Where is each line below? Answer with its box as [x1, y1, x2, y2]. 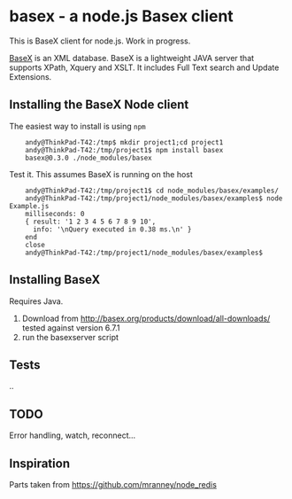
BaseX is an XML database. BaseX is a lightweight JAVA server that [9, 52, 255, 63]
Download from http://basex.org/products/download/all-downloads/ [21, 313, 271, 324]
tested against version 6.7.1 [21, 322, 120, 333]
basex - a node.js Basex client [9, 6, 234, 27]
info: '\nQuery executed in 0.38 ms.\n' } [32, 224, 192, 234]
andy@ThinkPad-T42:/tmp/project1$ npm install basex [25, 145, 224, 154]
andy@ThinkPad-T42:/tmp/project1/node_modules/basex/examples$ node [25, 193, 283, 203]
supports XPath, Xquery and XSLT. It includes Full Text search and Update [9, 62, 280, 73]
